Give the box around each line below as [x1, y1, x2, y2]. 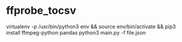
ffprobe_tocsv [6, 4, 76, 17]
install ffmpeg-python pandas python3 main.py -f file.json [6, 29, 146, 36]
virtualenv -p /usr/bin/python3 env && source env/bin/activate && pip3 [6, 23, 176, 30]
